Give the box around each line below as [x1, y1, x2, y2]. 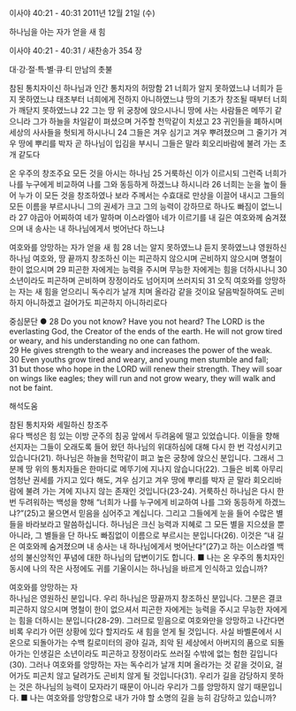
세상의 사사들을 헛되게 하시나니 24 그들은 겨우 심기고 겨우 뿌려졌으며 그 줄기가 [9, 127, 278, 137]
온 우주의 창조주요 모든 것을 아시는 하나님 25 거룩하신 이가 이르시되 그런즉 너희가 [9, 168, 287, 179]
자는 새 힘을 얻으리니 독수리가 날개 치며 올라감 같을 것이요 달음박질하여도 [18, 287, 269, 296]
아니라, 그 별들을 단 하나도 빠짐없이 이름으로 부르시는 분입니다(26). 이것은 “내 [9, 530, 276, 540]
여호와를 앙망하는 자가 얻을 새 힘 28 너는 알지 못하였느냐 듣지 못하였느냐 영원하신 [9, 242, 287, 252]
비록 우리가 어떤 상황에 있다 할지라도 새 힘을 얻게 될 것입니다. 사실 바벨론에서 [9, 626, 273, 637]
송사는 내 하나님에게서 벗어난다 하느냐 [34, 224, 165, 233]
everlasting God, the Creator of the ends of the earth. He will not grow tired [9, 326, 283, 336]
